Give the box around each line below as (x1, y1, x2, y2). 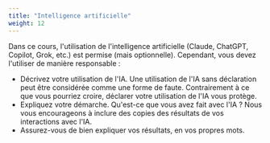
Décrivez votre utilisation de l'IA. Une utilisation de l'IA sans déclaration (19, 74, 257, 84)
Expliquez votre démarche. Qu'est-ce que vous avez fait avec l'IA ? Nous (19, 100, 263, 109)
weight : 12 (8, 19, 45, 27)
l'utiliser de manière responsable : (8, 58, 121, 68)
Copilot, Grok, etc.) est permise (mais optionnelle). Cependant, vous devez (8, 50, 256, 59)
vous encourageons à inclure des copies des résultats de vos (19, 108, 224, 117)
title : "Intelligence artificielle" (8, 11, 131, 20)
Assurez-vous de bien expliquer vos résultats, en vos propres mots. (19, 125, 245, 135)
